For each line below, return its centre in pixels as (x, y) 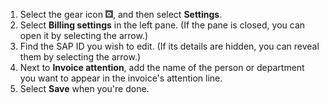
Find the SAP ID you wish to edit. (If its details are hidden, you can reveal (169, 46)
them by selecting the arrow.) (80, 57)
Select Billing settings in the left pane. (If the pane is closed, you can (162, 25)
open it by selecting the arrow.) (84, 35)
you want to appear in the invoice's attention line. (121, 78)
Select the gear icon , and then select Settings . (121, 14)
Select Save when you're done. (84, 88)
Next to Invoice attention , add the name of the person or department (162, 67)
